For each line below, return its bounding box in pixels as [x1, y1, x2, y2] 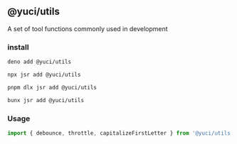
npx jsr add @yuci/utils [7, 71, 81, 78]
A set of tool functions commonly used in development [7, 24, 169, 33]
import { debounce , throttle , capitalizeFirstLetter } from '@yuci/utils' [7, 129, 234, 137]
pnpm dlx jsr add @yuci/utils [7, 84, 98, 91]
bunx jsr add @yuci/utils [7, 96, 84, 104]
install [7, 42, 30, 52]
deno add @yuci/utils [7, 58, 72, 66]
